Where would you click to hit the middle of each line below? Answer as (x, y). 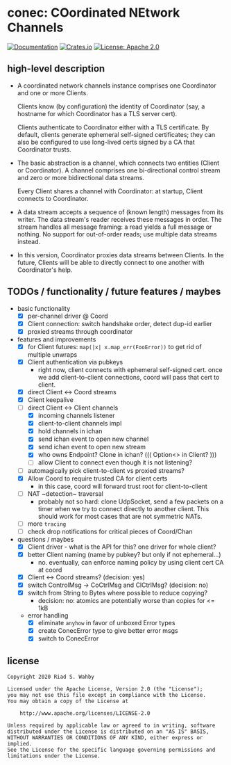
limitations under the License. (54, 756)
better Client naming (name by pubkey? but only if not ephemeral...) (124, 554)
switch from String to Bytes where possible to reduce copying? (118, 593)
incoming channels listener (76, 416)
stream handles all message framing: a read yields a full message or (114, 227)
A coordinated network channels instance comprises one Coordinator (117, 86)
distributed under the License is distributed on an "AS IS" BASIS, (108, 732)
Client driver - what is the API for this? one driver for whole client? (122, 547)
